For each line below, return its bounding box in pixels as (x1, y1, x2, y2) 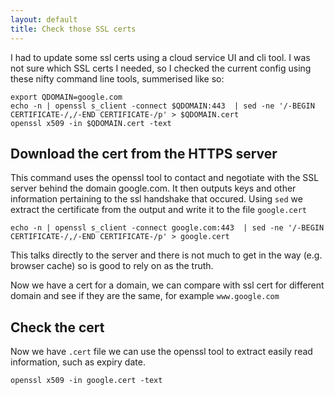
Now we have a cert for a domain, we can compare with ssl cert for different (10, 279, 325, 291)
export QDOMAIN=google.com (10, 92, 123, 102)
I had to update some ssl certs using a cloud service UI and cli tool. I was (10, 51, 311, 63)
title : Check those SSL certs (10, 24, 137, 34)
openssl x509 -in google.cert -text (10, 376, 163, 386)
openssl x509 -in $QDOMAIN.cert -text (10, 118, 172, 128)
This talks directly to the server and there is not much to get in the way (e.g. (10, 249, 323, 261)
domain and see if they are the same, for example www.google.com (10, 290, 280, 302)
